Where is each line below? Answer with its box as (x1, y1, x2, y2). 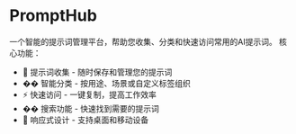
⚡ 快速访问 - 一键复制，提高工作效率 (22, 89, 157, 100)
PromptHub (9, 5, 97, 26)
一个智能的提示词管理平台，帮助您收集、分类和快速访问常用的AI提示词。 (9, 36, 277, 47)
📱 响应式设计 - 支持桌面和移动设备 (22, 114, 149, 125)
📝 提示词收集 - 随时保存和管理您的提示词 (22, 67, 173, 77)
